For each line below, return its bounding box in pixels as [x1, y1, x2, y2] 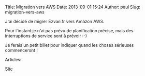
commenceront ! [5, 48, 38, 53]
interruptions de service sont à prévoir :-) [5, 33, 87, 38]
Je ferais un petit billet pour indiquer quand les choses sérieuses [5, 42, 134, 48]
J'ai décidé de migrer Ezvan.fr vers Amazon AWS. [5, 19, 104, 24]
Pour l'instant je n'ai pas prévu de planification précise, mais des [5, 28, 134, 33]
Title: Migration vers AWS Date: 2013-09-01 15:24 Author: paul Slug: [5, 4, 141, 10]
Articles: [5, 57, 22, 62]
